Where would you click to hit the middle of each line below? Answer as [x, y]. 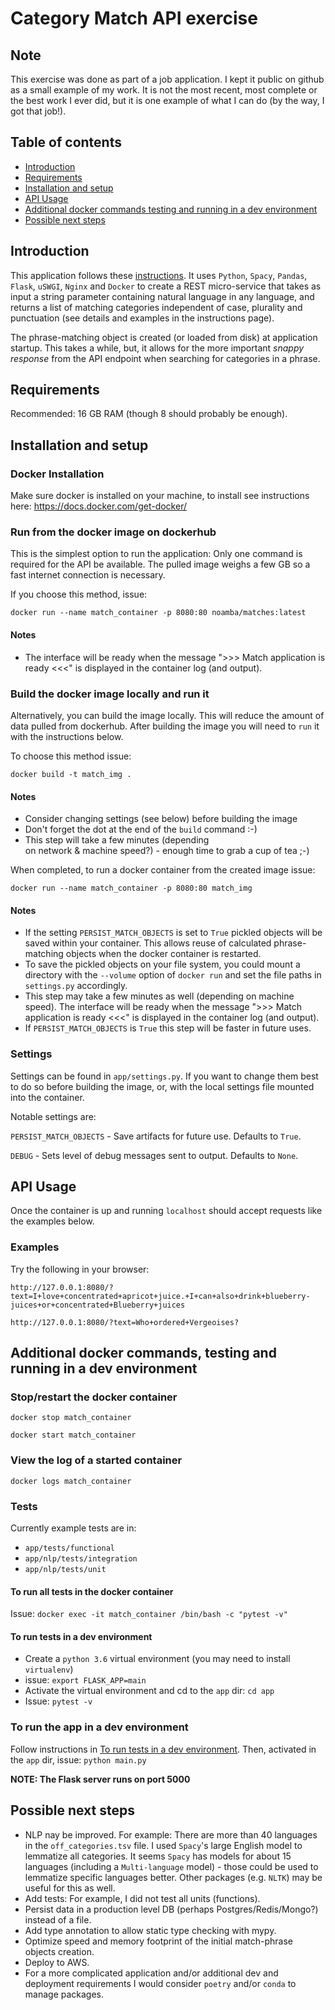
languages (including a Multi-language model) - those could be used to [171, 1866]
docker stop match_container [71, 1418]
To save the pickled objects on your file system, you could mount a [162, 964]
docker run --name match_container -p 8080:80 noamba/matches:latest [158, 613]
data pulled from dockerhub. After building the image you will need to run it [165, 726]
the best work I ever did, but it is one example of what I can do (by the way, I [167, 100]
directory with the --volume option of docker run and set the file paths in [173, 975]
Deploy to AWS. [57, 1962]
